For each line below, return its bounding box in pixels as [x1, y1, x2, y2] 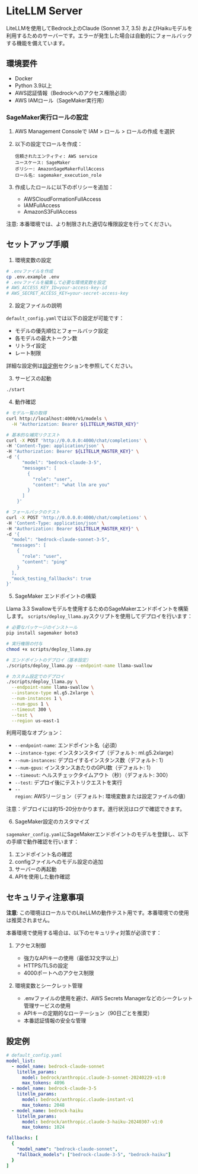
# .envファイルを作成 [6, 268, 53, 274]
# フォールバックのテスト [6, 509, 60, 516]
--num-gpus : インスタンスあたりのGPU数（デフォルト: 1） [14, 764, 154, 772]
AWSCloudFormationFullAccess [23, 195, 101, 203]
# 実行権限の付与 [6, 641, 43, 647]
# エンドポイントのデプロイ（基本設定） [6, 657, 91, 663]
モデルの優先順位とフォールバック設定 [14, 327, 108, 335]
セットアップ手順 [6, 239, 69, 249]
